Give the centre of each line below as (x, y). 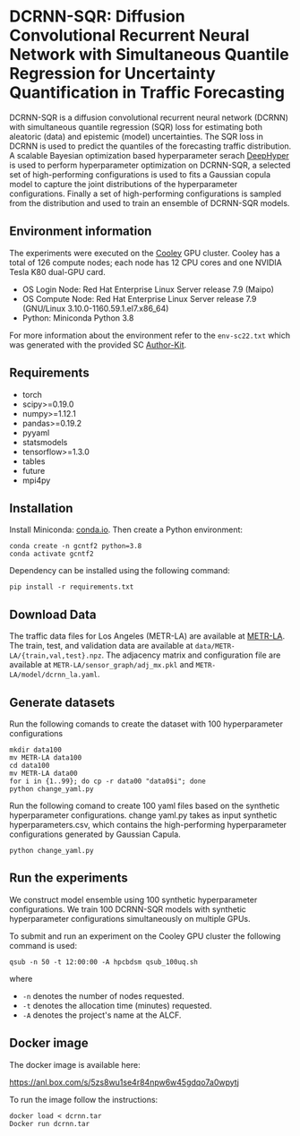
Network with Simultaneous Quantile (149, 55)
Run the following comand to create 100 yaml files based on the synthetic (145, 805)
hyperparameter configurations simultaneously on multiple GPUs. (130, 918)
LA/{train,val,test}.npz (56, 656)
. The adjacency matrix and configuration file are (191, 655)
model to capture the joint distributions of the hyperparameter (124, 184)
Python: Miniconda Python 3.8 (78, 318)
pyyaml (36, 433)
